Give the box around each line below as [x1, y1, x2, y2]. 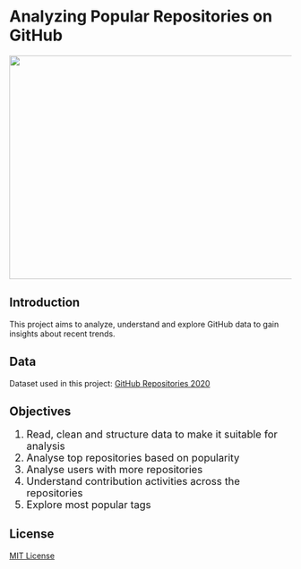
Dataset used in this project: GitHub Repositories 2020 [9, 378, 211, 388]
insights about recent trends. [9, 328, 116, 339]
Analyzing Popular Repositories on [9, 6, 273, 27]
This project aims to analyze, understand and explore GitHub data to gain [9, 318, 279, 329]
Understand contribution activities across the [26, 474, 240, 488]
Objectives [9, 403, 72, 419]
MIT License [9, 550, 56, 561]
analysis [26, 439, 65, 453]
